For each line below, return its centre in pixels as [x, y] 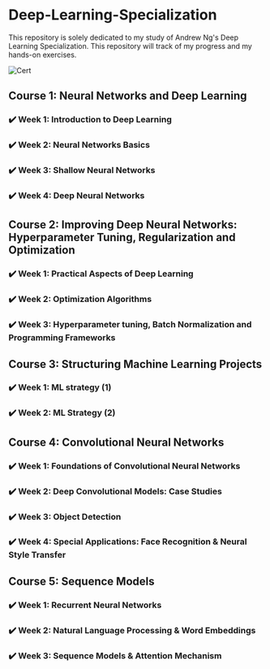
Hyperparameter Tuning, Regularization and [122, 237]
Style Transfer [37, 555]
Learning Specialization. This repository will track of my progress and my [131, 45]
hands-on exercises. [43, 54]
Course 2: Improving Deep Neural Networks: [123, 225]
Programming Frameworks [62, 338]
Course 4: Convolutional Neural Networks [116, 442]
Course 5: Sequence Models [81, 581]
